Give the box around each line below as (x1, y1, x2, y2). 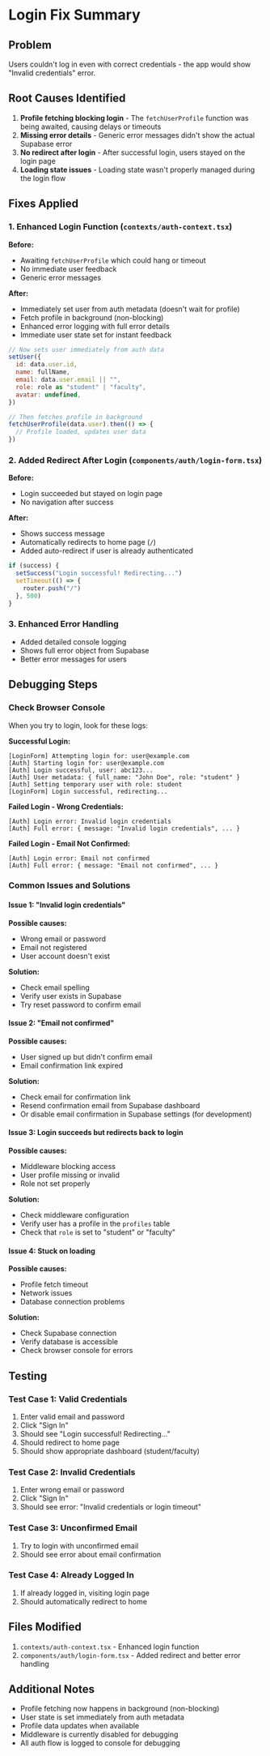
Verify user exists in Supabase (19, 991, 122, 1000)
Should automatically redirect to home (19, 1596, 148, 1606)
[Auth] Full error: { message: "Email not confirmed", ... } (8, 861, 219, 869)
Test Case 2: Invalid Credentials (8, 1466, 136, 1477)
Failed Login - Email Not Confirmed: (8, 838, 131, 848)
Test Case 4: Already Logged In (8, 1570, 135, 1581)
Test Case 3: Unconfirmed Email (8, 1523, 137, 1534)
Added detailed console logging (19, 636, 127, 646)
